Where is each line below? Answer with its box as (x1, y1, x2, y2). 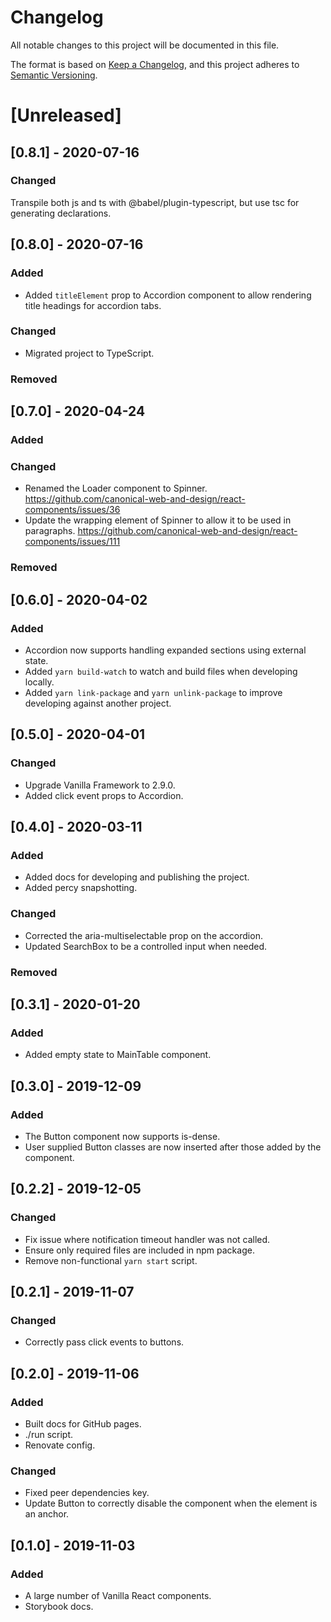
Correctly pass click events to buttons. (24, 1336, 185, 1348)
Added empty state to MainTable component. (24, 1049, 212, 1061)
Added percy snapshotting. (24, 882, 138, 894)
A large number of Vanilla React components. (24, 1589, 212, 1601)
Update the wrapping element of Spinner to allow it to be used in (24, 514, 292, 526)
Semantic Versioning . (10, 69, 98, 81)
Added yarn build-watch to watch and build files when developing (24, 665, 298, 677)
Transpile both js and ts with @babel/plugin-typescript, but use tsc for (10, 196, 300, 208)
